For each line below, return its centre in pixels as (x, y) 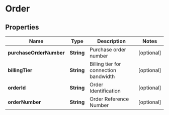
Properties (22, 27)
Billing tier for (105, 64)
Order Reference (109, 99)
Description (111, 41)
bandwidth (102, 76)
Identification (105, 91)
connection (103, 70)
